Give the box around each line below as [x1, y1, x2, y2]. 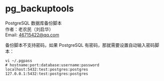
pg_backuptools [5, 3, 74, 14]
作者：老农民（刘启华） [5, 26, 53, 32]
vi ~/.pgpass [5, 58, 32, 63]
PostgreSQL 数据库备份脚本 [5, 20, 62, 26]
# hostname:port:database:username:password [5, 63, 99, 68]
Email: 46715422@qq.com [5, 32, 59, 38]
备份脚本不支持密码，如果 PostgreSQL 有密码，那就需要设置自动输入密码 [5, 42, 155, 48]
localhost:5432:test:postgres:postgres [5, 67, 88, 72]
